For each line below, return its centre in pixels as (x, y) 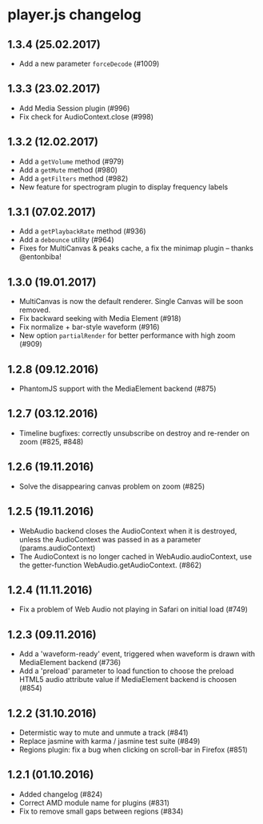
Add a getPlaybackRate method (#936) (82, 231)
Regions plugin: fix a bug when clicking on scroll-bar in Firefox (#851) (133, 749)
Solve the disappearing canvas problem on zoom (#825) (112, 486)
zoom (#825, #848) (51, 441)
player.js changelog (74, 15)
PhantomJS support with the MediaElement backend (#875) (118, 389)
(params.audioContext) (57, 548)
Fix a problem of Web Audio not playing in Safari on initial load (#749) (133, 609)
